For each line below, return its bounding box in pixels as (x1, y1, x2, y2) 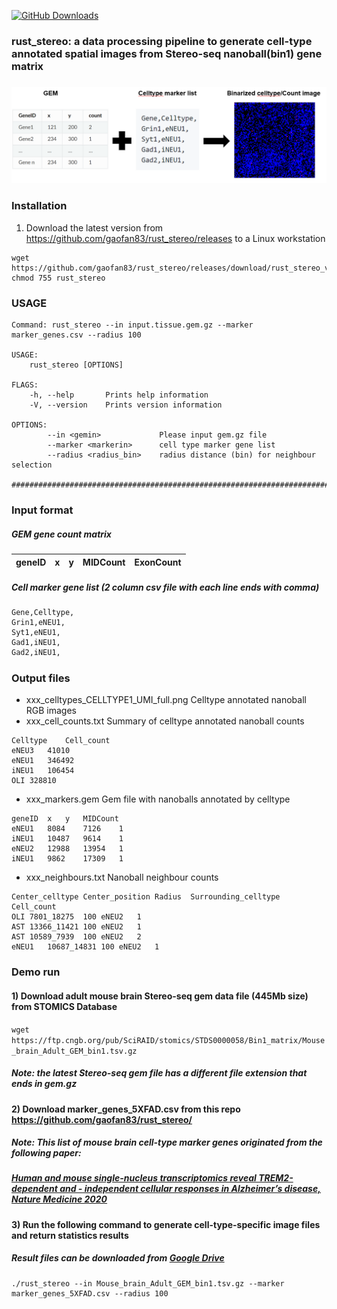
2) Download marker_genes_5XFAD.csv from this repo (11, 1103, 241, 1115)
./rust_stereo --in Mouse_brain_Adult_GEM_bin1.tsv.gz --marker (11, 1278, 285, 1289)
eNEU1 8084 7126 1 (11, 823, 124, 834)
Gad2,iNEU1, (11, 648, 61, 658)
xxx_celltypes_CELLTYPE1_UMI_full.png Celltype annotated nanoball (25, 693, 307, 705)
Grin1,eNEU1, (11, 618, 66, 628)
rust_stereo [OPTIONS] (29, 360, 124, 370)
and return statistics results (11, 1229, 129, 1241)
